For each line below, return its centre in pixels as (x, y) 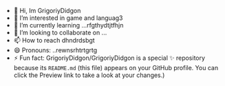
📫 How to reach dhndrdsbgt (54, 40)
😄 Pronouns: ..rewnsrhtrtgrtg (55, 50)
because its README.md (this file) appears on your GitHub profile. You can (116, 68)
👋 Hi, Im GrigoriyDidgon (47, 11)
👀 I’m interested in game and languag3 (68, 18)
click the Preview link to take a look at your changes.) (89, 75)
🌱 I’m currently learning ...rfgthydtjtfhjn (68, 25)
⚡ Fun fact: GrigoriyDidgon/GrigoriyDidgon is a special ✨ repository (109, 58)
